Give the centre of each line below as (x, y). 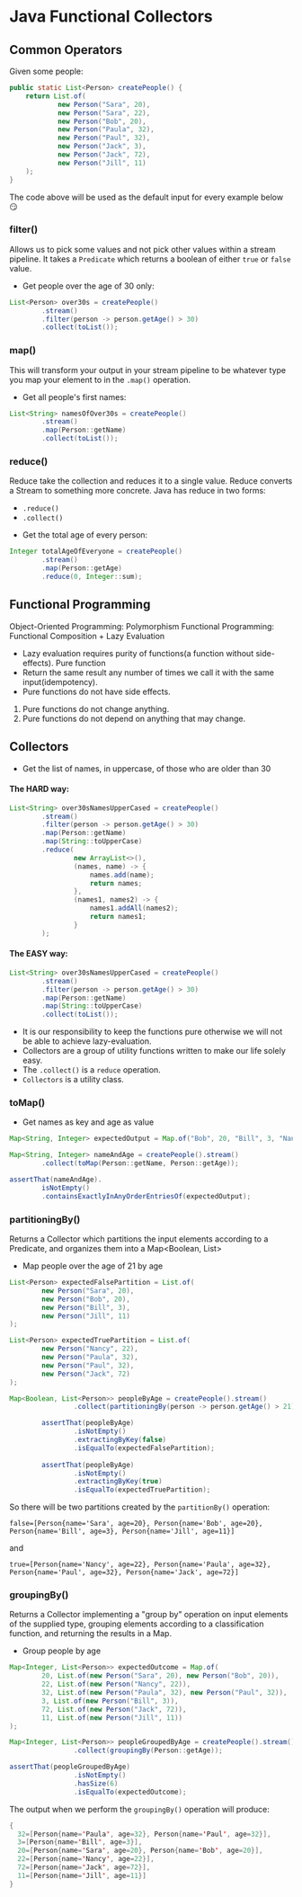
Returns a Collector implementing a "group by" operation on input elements (149, 1615)
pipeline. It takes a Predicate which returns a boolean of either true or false (150, 259)
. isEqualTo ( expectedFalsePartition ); (144, 1448)
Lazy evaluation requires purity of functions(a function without (138, 653)
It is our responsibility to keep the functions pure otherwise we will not (152, 1032)
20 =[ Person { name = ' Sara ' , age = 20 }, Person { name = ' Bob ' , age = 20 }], (140, 1851)
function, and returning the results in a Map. (91, 1634)
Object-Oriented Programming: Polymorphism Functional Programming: (142, 626)
